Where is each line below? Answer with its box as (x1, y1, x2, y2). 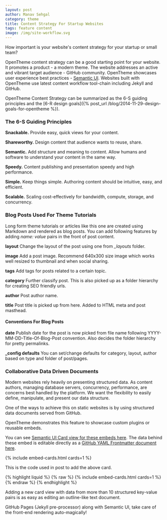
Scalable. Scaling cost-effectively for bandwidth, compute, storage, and (5, 194, 154, 200)
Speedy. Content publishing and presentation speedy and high (5, 164, 135, 170)
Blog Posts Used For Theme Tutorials (5, 211, 97, 218)
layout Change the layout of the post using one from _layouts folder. (5, 243, 146, 249)
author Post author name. (5, 292, 58, 298)
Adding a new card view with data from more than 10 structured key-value (5, 489, 158, 495)
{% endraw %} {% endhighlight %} (5, 480, 77, 486)
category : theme (5, 16, 39, 21)
